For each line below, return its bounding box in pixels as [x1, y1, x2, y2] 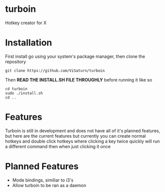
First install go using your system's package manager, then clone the [5, 53, 145, 59]
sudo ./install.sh [5, 90, 43, 96]
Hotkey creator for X [5, 20, 47, 26]
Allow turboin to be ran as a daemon [12, 182, 86, 188]
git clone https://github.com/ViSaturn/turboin [5, 68, 105, 73]
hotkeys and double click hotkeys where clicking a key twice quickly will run [5, 138, 160, 144]
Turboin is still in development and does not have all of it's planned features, [5, 127, 161, 134]
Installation [5, 37, 52, 48]
